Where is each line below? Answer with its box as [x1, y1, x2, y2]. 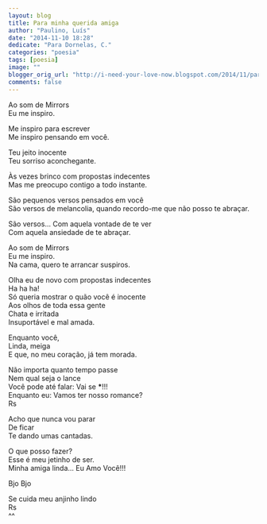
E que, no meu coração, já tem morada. [8, 349, 137, 359]
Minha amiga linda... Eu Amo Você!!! [8, 463, 126, 472]
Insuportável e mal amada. [8, 317, 95, 326]
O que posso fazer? [8, 446, 73, 456]
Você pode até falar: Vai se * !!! [8, 382, 109, 391]
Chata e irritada [8, 309, 60, 318]
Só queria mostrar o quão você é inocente [8, 291, 146, 302]
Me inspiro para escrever [8, 124, 91, 133]
